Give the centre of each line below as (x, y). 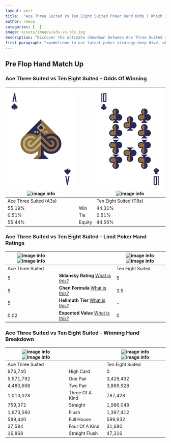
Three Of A (80, 393)
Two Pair (78, 386)
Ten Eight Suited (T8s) (120, 201)
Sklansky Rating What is (85, 275)
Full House (80, 419)
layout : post (19, 11)
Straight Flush (83, 433)
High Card (79, 371)
